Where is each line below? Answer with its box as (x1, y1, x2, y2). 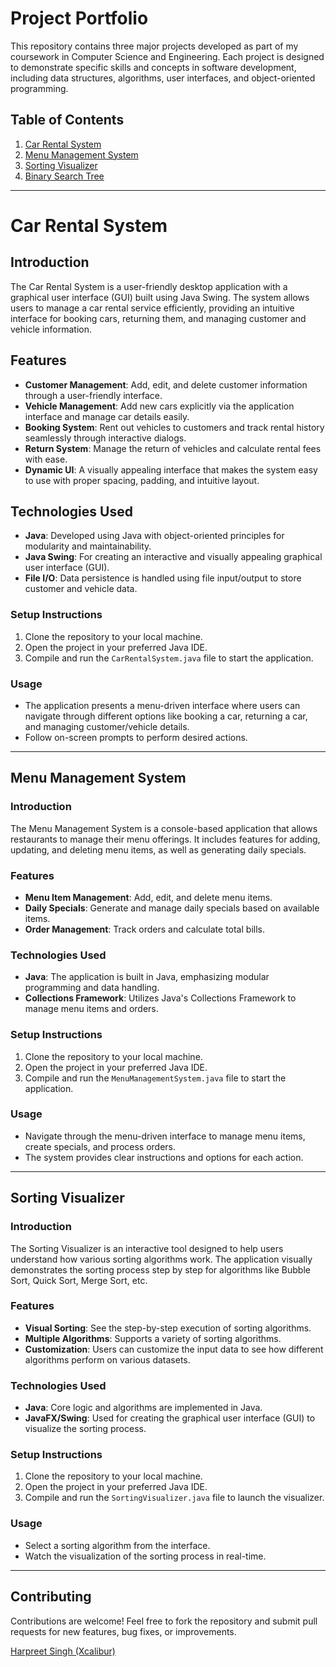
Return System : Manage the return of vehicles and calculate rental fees (24, 442, 322, 454)
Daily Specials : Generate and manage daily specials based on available (24, 902, 320, 914)
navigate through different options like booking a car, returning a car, (24, 710, 308, 722)
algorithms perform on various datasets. (24, 1353, 191, 1366)
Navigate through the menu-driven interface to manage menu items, (24, 1130, 306, 1142)
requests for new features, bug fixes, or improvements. (10, 1625, 237, 1637)
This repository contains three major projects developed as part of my (10, 40, 299, 52)
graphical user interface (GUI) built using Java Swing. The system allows (10, 291, 310, 303)
